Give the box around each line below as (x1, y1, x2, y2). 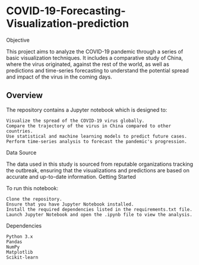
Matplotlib (6, 249, 33, 255)
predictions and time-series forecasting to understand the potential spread (6, 67, 189, 74)
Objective (6, 36, 30, 43)
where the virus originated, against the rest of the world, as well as (6, 61, 169, 68)
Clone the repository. (6, 196, 62, 202)
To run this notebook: (6, 184, 58, 191)
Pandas (6, 239, 23, 245)
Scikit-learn (6, 254, 39, 260)
